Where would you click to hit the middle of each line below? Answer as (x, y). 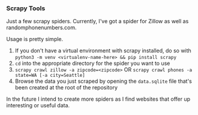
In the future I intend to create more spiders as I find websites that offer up (98, 99)
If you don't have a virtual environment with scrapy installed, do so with (103, 51)
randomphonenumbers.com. (41, 27)
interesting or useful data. (38, 105)
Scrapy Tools (26, 8)
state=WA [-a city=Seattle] (50, 76)
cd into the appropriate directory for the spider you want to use (92, 63)
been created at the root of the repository (66, 88)
